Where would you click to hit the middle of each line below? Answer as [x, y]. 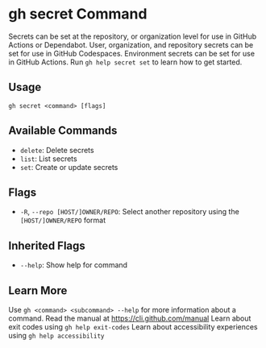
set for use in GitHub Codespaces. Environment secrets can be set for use [132, 53]
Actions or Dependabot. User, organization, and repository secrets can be [131, 44]
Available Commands [63, 131]
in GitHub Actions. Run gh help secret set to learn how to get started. [125, 62]
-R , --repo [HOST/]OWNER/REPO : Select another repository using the [129, 212]
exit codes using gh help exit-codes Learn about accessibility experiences [133, 327]
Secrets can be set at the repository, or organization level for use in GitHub [132, 36]
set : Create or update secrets [69, 167]
